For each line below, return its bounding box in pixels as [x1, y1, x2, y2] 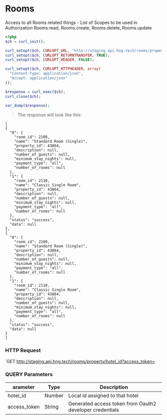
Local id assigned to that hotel [68, 392, 139, 399]
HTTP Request [5, 347, 41, 354]
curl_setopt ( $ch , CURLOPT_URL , [5, 48, 70, 53]
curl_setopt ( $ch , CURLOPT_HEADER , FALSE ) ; [5, 57, 94, 62]
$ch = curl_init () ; [5, 39, 46, 44]
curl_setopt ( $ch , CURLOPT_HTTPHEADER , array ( [5, 66, 101, 71]
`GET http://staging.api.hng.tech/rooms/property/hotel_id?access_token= [5, 358, 155, 364]
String [44, 404, 59, 411]
